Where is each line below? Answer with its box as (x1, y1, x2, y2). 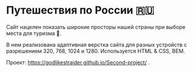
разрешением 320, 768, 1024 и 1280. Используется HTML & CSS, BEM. (6, 47, 185, 54)
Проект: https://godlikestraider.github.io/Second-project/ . (6, 58, 150, 66)
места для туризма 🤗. (6, 30, 61, 37)
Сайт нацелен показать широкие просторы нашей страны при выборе (6, 23, 186, 30)
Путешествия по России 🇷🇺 (6, 4, 154, 17)
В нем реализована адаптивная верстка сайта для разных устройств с (6, 41, 188, 48)
